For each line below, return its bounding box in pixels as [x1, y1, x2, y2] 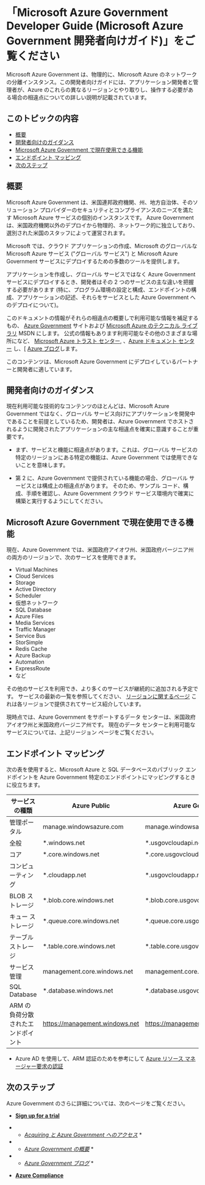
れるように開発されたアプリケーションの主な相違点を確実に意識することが [6, 425, 193, 433]
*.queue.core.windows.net [42, 917, 120, 925]
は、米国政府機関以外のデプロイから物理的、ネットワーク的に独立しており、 [6, 221, 198, 229]
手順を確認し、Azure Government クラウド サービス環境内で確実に [26, 490, 194, 497]
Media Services [15, 619, 55, 627]
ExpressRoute [15, 665, 51, 672]
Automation [15, 658, 45, 665]
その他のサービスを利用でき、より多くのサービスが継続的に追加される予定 [6, 685, 193, 692]
